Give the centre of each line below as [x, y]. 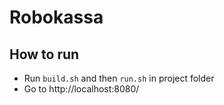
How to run [44, 54]
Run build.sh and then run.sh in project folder [119, 78]
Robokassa [56, 17]
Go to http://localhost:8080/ [81, 89]
